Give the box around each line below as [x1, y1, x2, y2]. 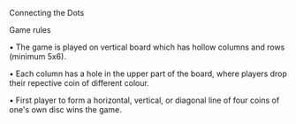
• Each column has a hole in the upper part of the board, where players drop [9, 68, 287, 79]
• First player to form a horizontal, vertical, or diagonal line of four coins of [9, 95, 280, 105]
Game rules [9, 25, 51, 35]
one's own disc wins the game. [9, 105, 122, 114]
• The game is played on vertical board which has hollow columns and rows [9, 42, 285, 52]
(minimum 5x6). [9, 51, 66, 61]
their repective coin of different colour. [9, 78, 150, 88]
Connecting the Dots [9, 8, 85, 18]
